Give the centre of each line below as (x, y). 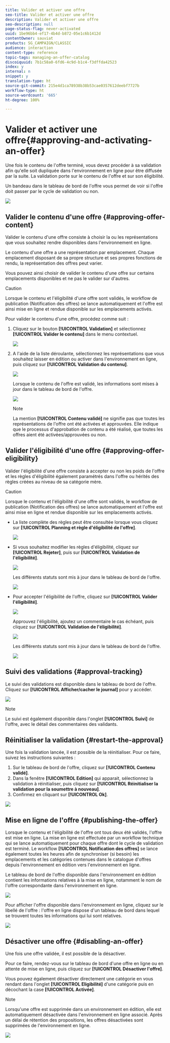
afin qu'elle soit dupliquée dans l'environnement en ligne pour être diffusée (84, 171)
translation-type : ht (28, 81)
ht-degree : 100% (22, 100)
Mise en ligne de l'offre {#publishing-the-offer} (82, 820)
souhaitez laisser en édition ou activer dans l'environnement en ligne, (85, 359)
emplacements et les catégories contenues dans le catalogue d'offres (78, 859)
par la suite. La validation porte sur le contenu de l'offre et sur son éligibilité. (85, 176)
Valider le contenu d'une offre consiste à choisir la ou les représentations (82, 237)
